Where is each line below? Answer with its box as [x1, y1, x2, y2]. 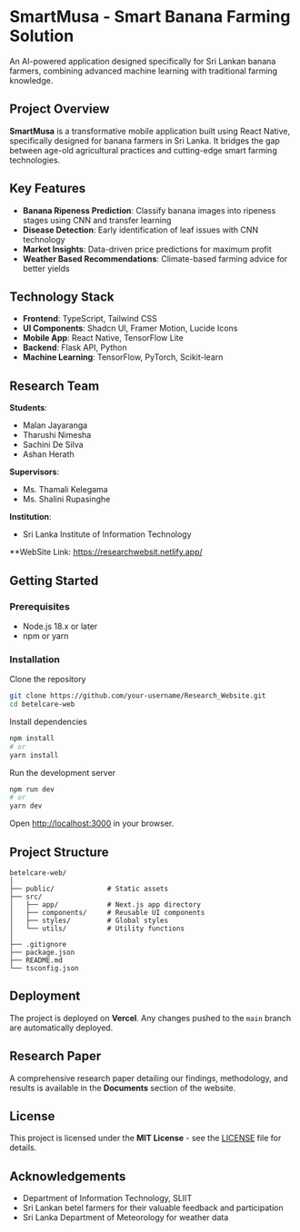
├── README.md [9, 956, 64, 965]
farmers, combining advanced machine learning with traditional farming [9, 65, 278, 76]
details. [9, 1142, 37, 1153]
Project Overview [9, 102, 110, 117]
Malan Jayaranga [22, 420, 88, 431]
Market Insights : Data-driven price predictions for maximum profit [22, 243, 273, 254]
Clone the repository [9, 674, 86, 685]
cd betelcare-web [9, 700, 75, 710]
